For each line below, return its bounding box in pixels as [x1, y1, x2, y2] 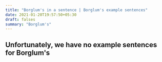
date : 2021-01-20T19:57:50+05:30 [5, 12, 77, 17]
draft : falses [5, 17, 36, 22]
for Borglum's [5, 48, 50, 57]
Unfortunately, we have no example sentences [5, 40, 157, 49]
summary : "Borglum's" [5, 21, 52, 27]
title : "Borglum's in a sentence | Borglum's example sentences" [5, 7, 148, 13]
